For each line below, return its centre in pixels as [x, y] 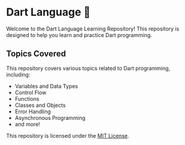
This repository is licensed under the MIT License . [68, 135]
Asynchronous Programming [50, 118]
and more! [27, 124]
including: [18, 75]
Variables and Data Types [46, 86]
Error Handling [33, 111]
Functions [27, 98]
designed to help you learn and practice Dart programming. [79, 35]
